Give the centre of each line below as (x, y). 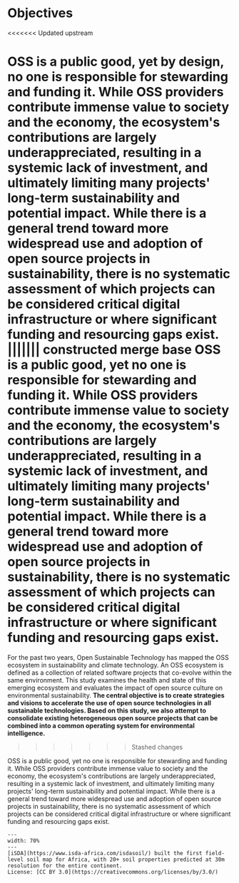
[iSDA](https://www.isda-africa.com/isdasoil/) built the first (105, 853)
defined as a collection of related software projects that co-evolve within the (119, 673)
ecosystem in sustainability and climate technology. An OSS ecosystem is (116, 665)
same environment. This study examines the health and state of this (107, 680)
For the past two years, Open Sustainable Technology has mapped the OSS (118, 657)
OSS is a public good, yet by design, (116, 62)
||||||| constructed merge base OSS (114, 350)
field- (215, 853)
